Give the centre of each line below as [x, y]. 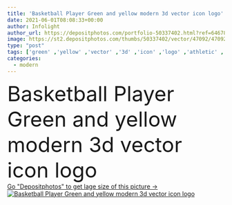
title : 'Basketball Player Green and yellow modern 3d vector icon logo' [116, 13]
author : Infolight [33, 26]
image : [17, 39]
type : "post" [26, 46]
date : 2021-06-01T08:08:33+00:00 [55, 20]
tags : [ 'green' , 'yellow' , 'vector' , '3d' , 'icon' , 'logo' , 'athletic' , [116, 52]
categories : [24, 59]
